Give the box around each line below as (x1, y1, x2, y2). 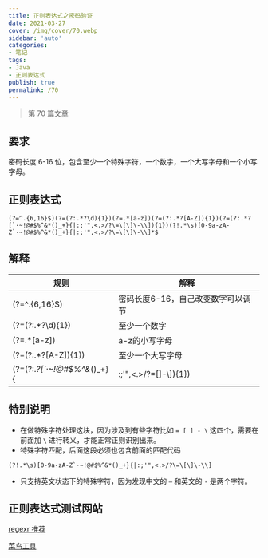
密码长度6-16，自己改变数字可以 (118, 293, 243, 304)
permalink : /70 (8, 85, 59, 94)
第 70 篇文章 (27, 109, 69, 118)
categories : (8, 42, 48, 49)
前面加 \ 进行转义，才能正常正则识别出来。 (19, 435, 161, 445)
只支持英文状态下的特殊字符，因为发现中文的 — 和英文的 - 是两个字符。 (19, 476, 252, 485)
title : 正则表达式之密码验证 (8, 11, 93, 20)
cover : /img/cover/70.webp (8, 26, 98, 34)
